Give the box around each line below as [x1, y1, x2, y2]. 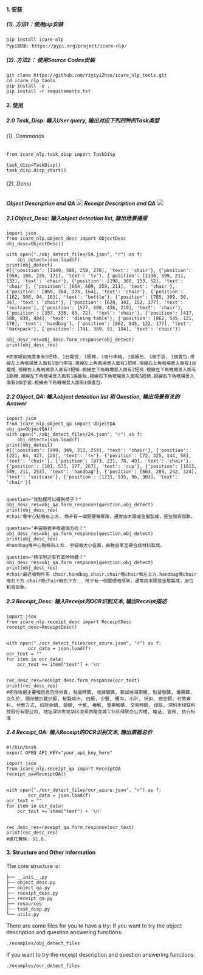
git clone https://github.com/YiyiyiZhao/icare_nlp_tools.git [6, 72, 167, 79]
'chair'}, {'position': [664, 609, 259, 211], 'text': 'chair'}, [6, 283, 175, 289]
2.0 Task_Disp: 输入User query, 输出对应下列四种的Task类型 [6, 116, 160, 124]
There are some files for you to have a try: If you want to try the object [6, 922, 182, 929]
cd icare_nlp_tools [6, 77, 56, 83]
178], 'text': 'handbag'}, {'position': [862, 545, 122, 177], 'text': [6, 320, 191, 327]
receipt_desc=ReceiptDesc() [6, 624, 78, 630]
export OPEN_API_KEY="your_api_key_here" [6, 749, 113, 756]
